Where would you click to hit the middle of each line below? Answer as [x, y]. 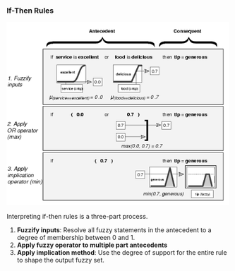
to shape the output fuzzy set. [61, 260]
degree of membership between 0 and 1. [76, 238]
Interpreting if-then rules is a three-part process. [77, 217]
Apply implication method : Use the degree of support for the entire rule [122, 253]
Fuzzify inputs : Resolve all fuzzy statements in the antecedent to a [114, 230]
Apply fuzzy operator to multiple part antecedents [92, 245]
